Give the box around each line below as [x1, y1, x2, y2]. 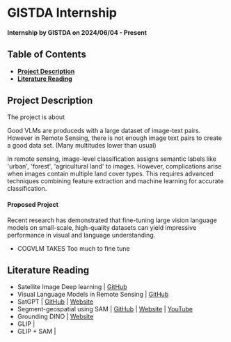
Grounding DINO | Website [17, 312, 94, 321]
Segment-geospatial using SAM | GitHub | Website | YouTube [17, 305, 193, 313]
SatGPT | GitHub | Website [17, 297, 94, 306]
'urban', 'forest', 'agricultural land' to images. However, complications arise [7, 162, 222, 171]
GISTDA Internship [7, 5, 117, 21]
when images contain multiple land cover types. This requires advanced [7, 169, 214, 178]
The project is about [7, 113, 65, 121]
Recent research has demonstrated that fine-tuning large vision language [7, 216, 217, 224]
